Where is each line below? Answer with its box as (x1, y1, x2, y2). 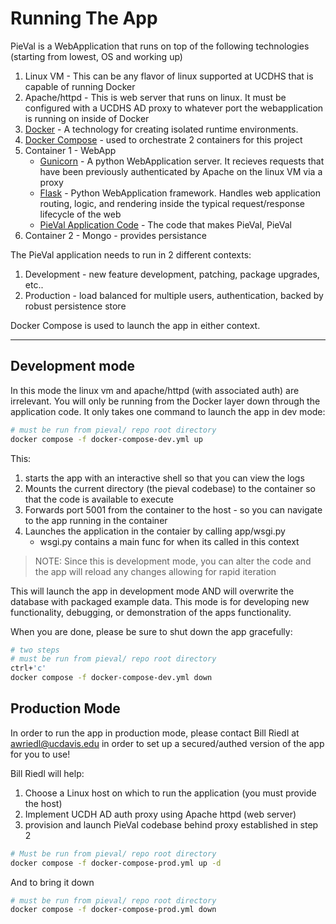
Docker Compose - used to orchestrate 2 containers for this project (24, 133, 303, 146)
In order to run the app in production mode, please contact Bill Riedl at (10, 727, 300, 739)
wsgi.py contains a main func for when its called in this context (39, 535, 300, 547)
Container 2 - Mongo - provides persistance (24, 229, 207, 241)
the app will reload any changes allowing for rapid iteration (34, 565, 277, 577)
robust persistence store (24, 300, 127, 312)
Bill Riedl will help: (10, 767, 85, 779)
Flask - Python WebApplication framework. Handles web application (39, 187, 321, 199)
